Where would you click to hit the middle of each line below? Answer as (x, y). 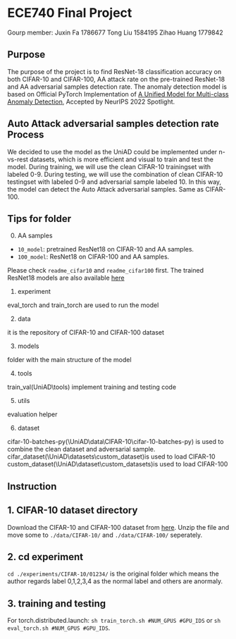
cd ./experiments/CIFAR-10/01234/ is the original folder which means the (113, 574)
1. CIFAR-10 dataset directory (73, 510)
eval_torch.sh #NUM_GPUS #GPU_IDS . (59, 628)
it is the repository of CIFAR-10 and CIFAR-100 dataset (86, 333)
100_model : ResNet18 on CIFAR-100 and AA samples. (93, 257)
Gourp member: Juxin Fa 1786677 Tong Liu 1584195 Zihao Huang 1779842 (115, 32)
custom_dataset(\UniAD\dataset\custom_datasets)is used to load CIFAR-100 (118, 464)
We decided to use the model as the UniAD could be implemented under (112, 151)
